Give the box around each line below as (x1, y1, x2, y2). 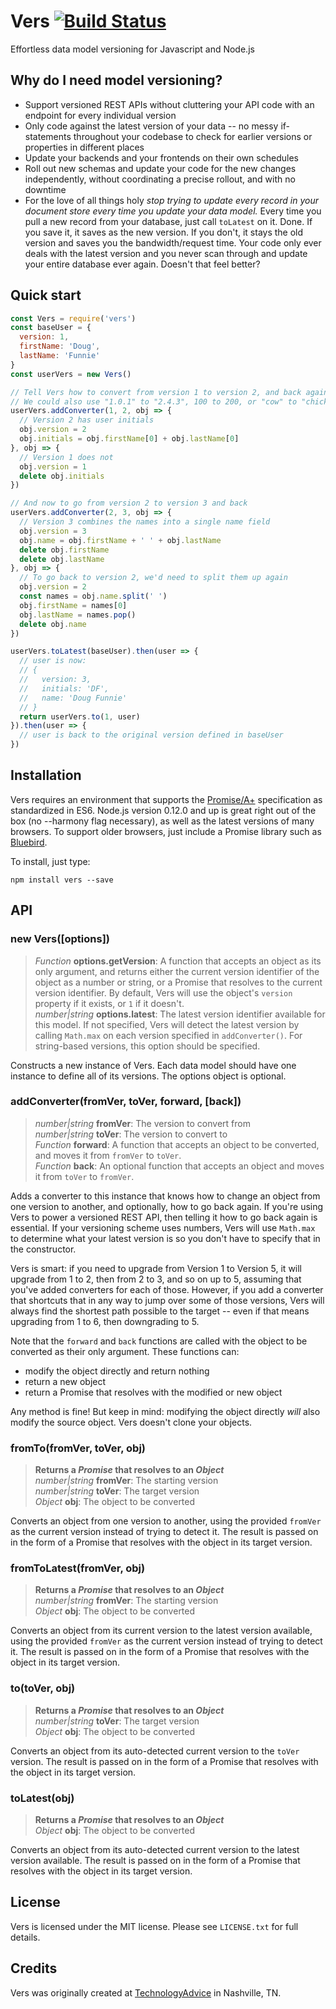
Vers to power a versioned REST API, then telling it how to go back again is (10, 1211, 318, 1223)
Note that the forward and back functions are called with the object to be (10, 1335, 308, 1347)
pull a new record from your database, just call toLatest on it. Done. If (24, 215, 313, 227)
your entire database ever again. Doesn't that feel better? (24, 258, 261, 270)
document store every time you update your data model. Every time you (24, 205, 322, 217)
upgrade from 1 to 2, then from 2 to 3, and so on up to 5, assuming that (10, 1273, 302, 1285)
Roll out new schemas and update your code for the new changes (24, 162, 297, 174)
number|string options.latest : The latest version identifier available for (34, 1008, 326, 1020)
